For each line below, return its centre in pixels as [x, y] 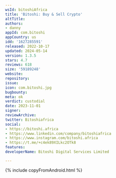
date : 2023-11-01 [23, 106]
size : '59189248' [23, 70]
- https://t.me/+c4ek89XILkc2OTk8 [41, 143]
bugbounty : [16, 92]
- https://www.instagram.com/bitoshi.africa [52, 138]
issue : [12, 83]
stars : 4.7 [16, 60]
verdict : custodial [25, 102]
